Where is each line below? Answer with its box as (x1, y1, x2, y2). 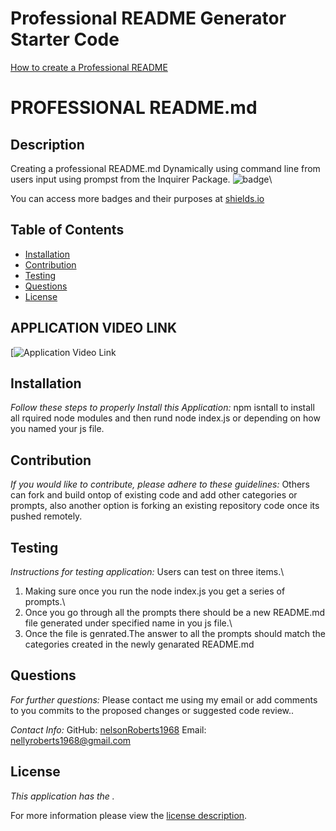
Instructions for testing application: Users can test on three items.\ (10, 566, 285, 577)
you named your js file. (10, 423, 105, 435)
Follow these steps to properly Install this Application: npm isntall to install (10, 402, 315, 414)
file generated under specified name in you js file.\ (24, 617, 233, 629)
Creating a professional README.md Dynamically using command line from (10, 162, 321, 174)
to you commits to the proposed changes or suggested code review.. (10, 704, 295, 716)
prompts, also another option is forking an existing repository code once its (10, 500, 320, 512)
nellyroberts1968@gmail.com (10, 734, 132, 746)
